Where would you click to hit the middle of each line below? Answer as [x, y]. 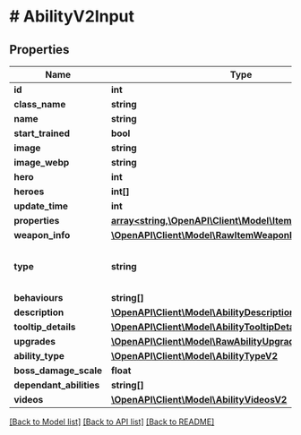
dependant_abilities [57, 385]
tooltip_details [45, 327]
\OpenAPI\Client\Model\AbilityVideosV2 [199, 400]
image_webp [42, 162]
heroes [29, 192]
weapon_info [42, 235]
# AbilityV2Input [72, 17]
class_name [40, 104]
